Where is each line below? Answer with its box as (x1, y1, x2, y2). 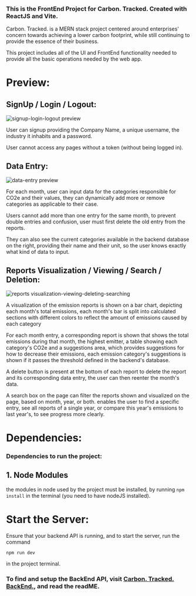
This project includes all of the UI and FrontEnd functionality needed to (6, 49, 177, 56)
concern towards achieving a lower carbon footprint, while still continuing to (6, 32, 190, 39)
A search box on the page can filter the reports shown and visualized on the (6, 391, 190, 399)
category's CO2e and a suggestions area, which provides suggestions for (6, 344, 185, 351)
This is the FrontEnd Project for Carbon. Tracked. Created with (6, 5, 187, 13)
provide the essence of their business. (6, 38, 99, 45)
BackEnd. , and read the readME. (6, 582, 100, 590)
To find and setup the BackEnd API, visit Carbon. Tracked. (6, 575, 174, 583)
